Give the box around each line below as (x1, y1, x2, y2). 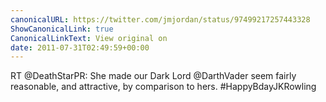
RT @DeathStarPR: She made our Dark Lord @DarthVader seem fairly (10, 70, 297, 82)
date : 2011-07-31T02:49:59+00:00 (10, 42, 150, 53)
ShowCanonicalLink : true (10, 24, 114, 34)
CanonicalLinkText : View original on (10, 33, 168, 43)
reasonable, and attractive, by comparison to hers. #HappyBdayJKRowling (10, 81, 317, 93)
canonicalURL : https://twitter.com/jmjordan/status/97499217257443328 (10, 14, 311, 25)
